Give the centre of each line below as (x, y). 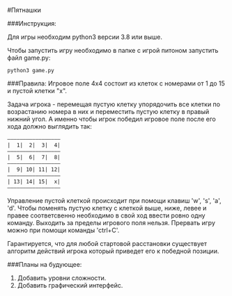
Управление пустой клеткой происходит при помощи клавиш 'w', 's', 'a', (114, 200)
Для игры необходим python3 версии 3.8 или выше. (85, 37)
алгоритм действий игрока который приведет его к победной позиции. (113, 251)
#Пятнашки (24, 10)
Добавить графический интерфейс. (70, 285)
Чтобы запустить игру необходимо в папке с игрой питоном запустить (113, 50)
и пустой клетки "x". (37, 91)
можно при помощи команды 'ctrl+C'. (63, 230)
